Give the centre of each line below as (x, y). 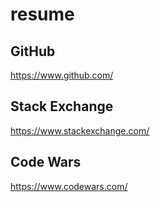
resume (42, 14)
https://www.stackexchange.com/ (80, 130)
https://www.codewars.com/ (69, 186)
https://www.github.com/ (62, 75)
